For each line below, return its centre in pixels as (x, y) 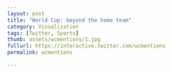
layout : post (26, 14)
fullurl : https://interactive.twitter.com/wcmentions (87, 46)
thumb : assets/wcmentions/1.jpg (54, 40)
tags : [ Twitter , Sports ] (43, 33)
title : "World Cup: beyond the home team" (69, 20)
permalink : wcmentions (40, 53)
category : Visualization (43, 26)
